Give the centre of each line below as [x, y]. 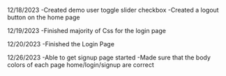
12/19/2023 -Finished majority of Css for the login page [86, 31]
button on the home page [44, 17]
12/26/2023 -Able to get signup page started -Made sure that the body [109, 57]
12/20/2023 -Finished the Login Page [61, 44]
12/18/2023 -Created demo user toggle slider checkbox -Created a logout [113, 10]
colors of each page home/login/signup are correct [81, 65]
